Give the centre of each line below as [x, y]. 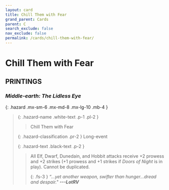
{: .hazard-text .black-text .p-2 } [51, 146]
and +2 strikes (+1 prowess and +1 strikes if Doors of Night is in [96, 161]
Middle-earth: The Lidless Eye [43, 96]
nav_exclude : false [26, 33]
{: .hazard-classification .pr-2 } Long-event [62, 136]
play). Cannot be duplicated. [60, 167]
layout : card [19, 10]
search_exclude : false [29, 29]
